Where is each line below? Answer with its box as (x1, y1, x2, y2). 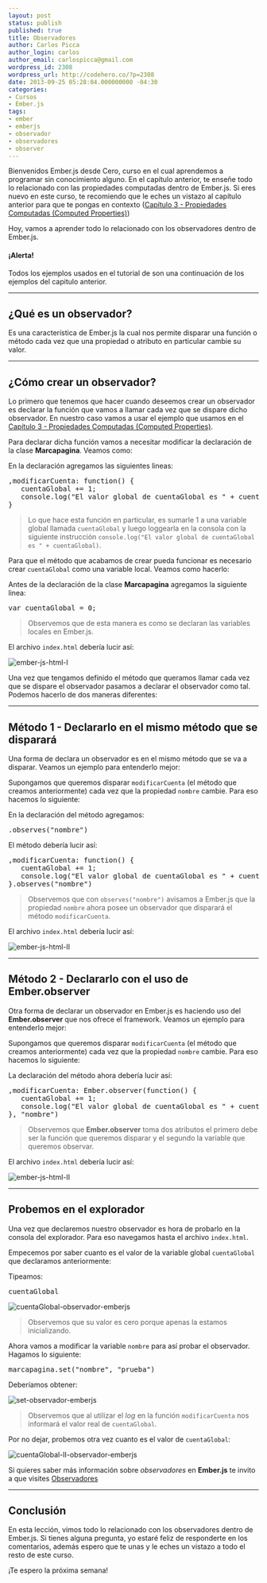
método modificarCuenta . (27, 911, 111, 921)
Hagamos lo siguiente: (8, 1349, 82, 1359)
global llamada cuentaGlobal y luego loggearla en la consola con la (27, 523, 246, 533)
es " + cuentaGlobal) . (27, 541, 102, 550)
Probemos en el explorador (8, 1203, 145, 1216)
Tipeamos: (8, 1272, 44, 1281)
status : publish (8, 19, 62, 27)
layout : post (8, 11, 52, 20)
